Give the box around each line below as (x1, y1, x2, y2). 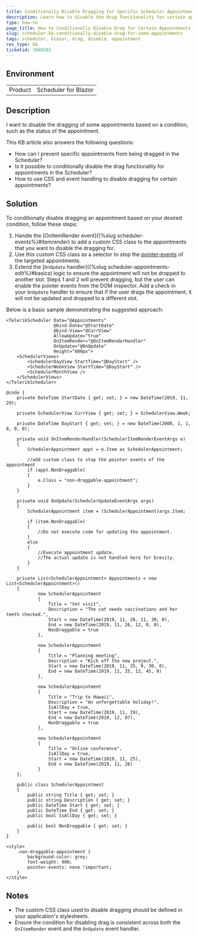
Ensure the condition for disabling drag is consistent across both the (14, 919, 181, 926)
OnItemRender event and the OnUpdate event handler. (14, 925, 140, 932)
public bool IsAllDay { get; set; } (27, 813, 117, 819)
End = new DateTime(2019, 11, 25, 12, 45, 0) (48, 669, 162, 674)
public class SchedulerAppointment (16, 782, 104, 788)
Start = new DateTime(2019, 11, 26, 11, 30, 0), (48, 617, 170, 623)
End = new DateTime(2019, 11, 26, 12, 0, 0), (48, 622, 162, 628)
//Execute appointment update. (37, 549, 115, 556)
